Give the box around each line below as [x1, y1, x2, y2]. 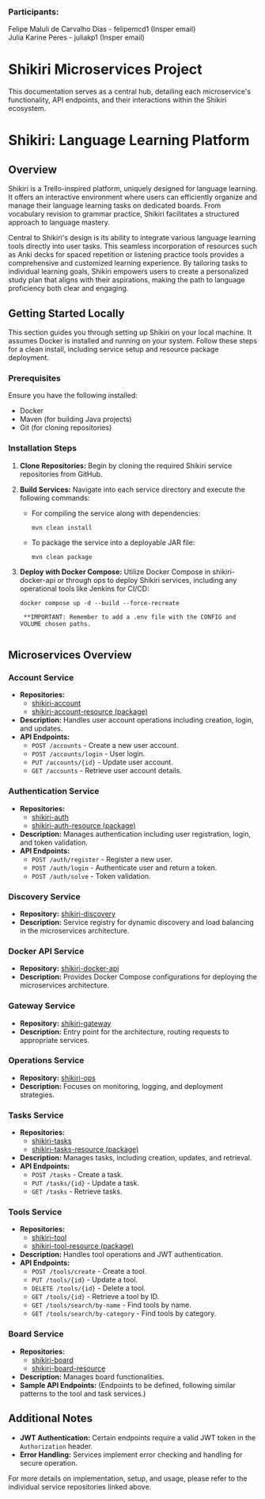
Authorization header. [19, 1441, 93, 1451]
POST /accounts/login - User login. [31, 749, 146, 759]
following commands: [19, 493, 90, 502]
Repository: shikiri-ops [19, 1073, 97, 1083]
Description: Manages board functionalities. [19, 1371, 165, 1382]
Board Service [8, 1328, 64, 1340]
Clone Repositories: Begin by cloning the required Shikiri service [19, 461, 233, 470]
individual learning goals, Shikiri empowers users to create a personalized [8, 266, 249, 276]
